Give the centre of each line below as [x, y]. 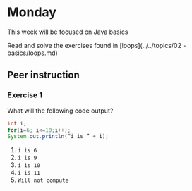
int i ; [17, 123]
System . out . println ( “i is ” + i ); [58, 137]
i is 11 [29, 173]
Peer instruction [43, 75]
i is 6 [27, 151]
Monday [32, 12]
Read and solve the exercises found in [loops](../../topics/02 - [97, 45]
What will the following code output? [60, 111]
